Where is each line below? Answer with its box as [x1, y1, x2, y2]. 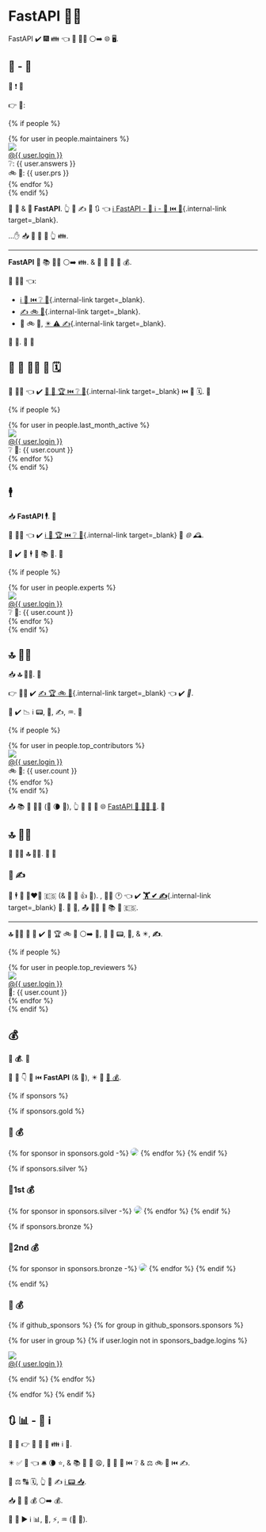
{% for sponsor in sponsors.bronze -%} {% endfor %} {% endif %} [8, 1264, 236, 1273]
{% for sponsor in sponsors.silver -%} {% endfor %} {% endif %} [8, 1206, 231, 1216]
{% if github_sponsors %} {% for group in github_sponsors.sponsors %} [8, 1320, 244, 1330]
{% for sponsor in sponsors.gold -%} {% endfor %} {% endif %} [8, 1148, 228, 1158]
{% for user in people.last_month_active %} [8, 420, 150, 430]
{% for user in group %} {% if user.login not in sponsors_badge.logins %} [8, 1335, 248, 1346]
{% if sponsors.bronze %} [8, 1221, 93, 1231]
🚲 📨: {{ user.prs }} [8, 168, 70, 178]
